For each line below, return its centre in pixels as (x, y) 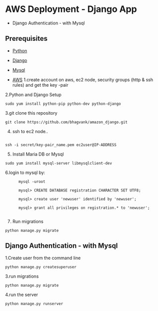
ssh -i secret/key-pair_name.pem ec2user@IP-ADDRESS (61, 145)
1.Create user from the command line (43, 258)
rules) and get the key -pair (40, 85)
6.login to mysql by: (25, 172)
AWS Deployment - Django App (71, 9)
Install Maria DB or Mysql (38, 154)
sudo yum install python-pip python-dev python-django (63, 104)
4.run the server (22, 295)
